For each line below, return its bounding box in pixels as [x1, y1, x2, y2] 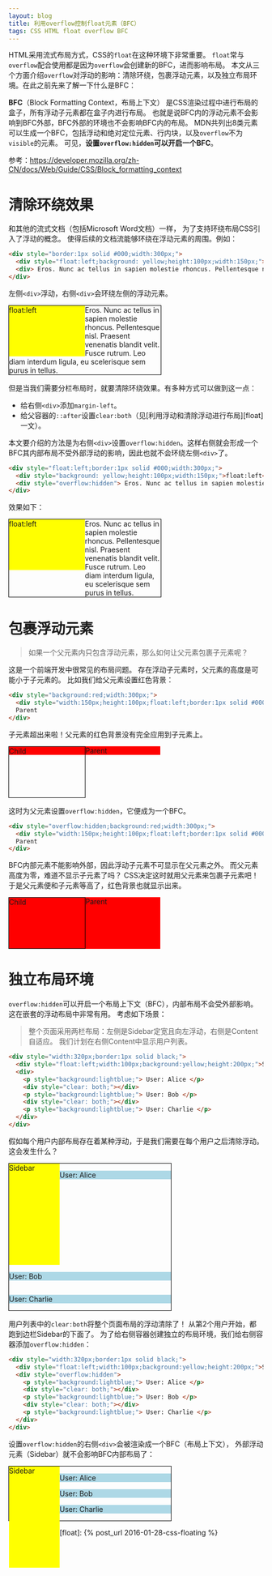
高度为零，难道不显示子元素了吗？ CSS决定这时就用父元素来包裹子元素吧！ [8, 870, 259, 880]
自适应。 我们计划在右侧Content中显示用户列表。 [28, 1036, 193, 1046]
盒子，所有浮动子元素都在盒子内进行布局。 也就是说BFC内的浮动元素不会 [8, 108, 252, 117]
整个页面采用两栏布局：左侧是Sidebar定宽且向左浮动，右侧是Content [28, 1027, 259, 1036]
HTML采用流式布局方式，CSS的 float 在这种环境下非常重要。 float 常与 [8, 50, 244, 60]
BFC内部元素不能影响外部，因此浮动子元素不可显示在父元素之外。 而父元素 [8, 861, 259, 870]
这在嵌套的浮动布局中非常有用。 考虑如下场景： [8, 1010, 167, 1019]
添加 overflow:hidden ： [15, 1339, 91, 1349]
